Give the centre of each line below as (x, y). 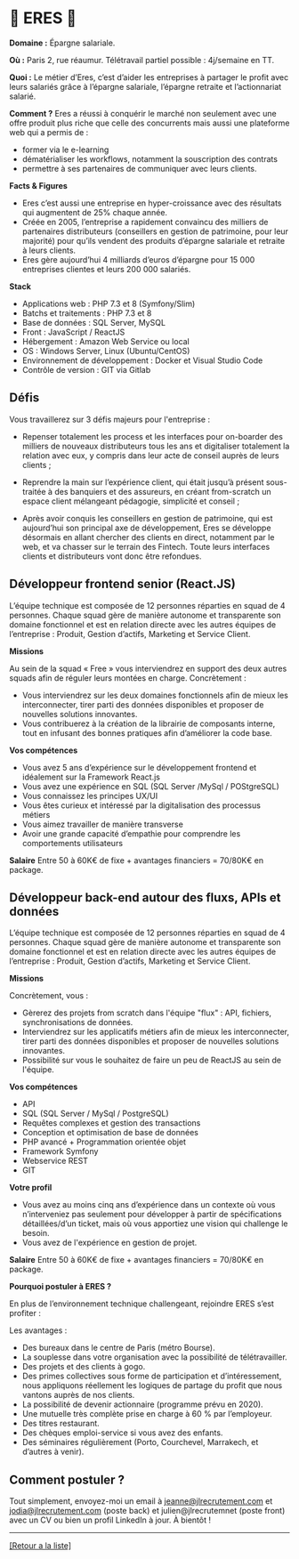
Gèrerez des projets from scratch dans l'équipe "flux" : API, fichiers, (147, 1013)
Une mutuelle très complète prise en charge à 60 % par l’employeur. (147, 1414)
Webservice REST (55, 1161)
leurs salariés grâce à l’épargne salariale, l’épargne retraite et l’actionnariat (145, 86)
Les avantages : (38, 1330)
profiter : (25, 1313)
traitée (34, 491)
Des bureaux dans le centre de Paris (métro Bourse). (118, 1348)
